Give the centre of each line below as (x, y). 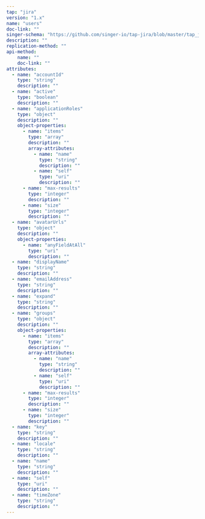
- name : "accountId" (38, 75)
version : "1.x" (26, 18)
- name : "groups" (34, 313)
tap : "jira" (21, 12)
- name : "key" (30, 427)
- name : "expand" (34, 296)
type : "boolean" (38, 97)
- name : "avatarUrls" (39, 223)
